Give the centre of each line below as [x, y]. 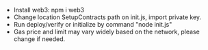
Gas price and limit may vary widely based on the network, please [106, 32]
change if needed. [39, 39]
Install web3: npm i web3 [49, 10]
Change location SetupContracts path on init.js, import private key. [107, 17]
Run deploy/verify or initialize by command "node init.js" [93, 24]
